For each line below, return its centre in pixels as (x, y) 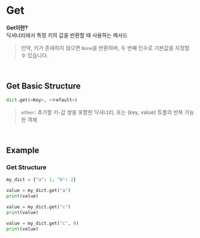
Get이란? (17, 28)
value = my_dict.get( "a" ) (38, 191)
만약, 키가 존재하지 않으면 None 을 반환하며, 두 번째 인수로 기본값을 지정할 (105, 48)
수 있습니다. (35, 55)
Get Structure (26, 167)
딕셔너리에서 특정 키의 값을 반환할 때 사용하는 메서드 (67, 35)
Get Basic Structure (43, 86)
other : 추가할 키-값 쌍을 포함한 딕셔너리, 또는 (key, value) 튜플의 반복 (102, 112)
